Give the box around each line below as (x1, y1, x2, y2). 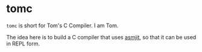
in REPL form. (6, 40, 40, 47)
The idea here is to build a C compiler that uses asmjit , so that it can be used (6, 33, 197, 41)
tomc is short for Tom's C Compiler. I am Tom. (6, 22, 119, 29)
